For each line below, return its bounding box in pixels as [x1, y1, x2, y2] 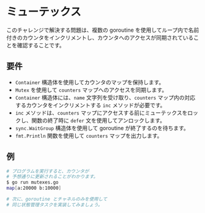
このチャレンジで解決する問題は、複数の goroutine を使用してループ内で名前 [6, 26, 199, 34]
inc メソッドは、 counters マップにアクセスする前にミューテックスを [15, 109, 188, 116]
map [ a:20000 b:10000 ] [6, 185, 62, 192]
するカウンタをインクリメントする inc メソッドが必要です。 [15, 101, 166, 109]
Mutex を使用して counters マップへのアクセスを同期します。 [15, 86, 168, 93]
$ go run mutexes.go [6, 179, 59, 186]
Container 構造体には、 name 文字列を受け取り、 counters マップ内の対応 [15, 93, 196, 101]
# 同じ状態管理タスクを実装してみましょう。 [6, 201, 103, 208]
